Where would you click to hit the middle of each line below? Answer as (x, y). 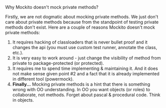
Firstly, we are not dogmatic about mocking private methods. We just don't (82, 17)
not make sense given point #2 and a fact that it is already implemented (86, 74)
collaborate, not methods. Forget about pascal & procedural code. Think (86, 95)
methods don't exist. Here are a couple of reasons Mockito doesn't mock (80, 27)
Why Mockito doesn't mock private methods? (52, 7)
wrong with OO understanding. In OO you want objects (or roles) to (81, 89)
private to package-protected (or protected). (58, 63)
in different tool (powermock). (43, 79)
